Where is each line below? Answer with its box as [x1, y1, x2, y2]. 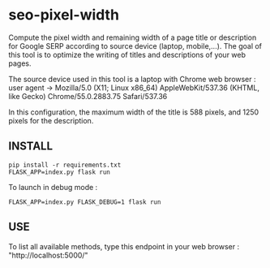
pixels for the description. [8, 115, 94, 125]
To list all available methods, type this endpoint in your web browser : [8, 241, 240, 251]
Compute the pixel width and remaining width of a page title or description [8, 32, 257, 42]
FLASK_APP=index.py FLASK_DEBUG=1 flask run [8, 197, 161, 206]
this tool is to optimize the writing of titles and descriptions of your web [8, 50, 246, 59]
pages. [8, 58, 32, 68]
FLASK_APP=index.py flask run [8, 168, 111, 176]
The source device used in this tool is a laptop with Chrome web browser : [8, 74, 257, 84]
